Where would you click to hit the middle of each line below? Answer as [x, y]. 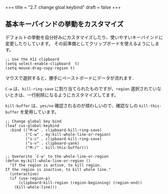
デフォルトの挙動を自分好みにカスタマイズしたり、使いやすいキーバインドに [84, 37]
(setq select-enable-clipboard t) [42, 64]
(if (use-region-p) [30, 178]
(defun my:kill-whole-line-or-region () [48, 161]
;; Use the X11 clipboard [32, 59]
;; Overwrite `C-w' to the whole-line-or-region [57, 156]
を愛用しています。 [39, 112]
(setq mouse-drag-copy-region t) [40, 68]
